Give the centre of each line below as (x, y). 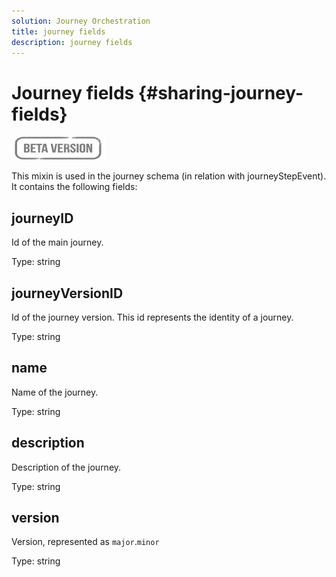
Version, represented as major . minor (85, 542)
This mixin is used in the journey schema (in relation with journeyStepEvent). (169, 176)
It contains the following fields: (74, 187)
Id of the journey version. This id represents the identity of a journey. (152, 317)
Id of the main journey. (57, 242)
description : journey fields (72, 42)
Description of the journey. (66, 467)
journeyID (42, 218)
